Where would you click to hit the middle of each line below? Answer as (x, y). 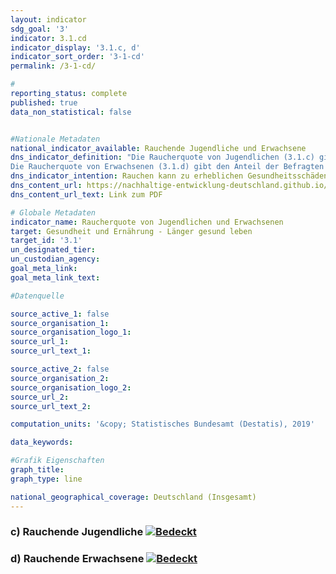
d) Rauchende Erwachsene (77, 559)
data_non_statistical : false (71, 112)
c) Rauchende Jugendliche (77, 532)
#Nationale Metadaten (55, 139)
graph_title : (37, 470)
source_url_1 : (40, 342)
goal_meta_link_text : (55, 277)
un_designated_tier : (53, 250)
